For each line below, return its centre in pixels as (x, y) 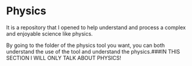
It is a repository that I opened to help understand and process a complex (96, 27)
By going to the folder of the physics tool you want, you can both (86, 45)
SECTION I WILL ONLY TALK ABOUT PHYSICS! (64, 58)
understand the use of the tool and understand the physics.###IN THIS (93, 51)
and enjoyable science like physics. (50, 33)
